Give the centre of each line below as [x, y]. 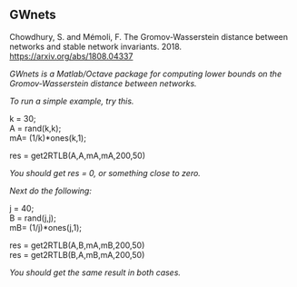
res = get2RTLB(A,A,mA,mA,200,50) [78, 155]
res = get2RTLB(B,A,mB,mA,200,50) [77, 254]
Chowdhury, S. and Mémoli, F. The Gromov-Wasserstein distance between [149, 36]
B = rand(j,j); [33, 218]
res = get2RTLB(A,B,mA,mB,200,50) [77, 245]
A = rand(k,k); [35, 128]
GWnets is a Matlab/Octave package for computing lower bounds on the [146, 74]
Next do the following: [51, 191]
